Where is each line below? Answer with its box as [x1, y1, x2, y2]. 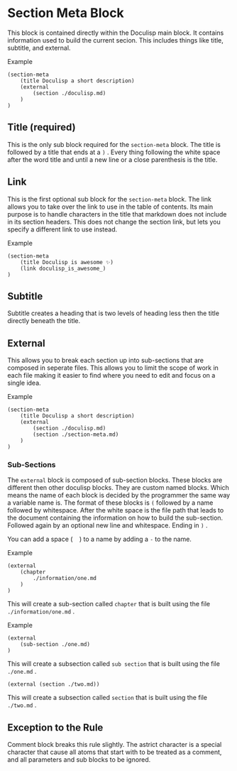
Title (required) [7, 121, 76, 133]
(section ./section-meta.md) [33, 431, 119, 438]
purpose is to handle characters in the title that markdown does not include [7, 209, 227, 218]
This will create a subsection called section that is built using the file [7, 694, 208, 702]
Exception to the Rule [7, 721, 104, 733]
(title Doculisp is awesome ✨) [20, 258, 114, 266]
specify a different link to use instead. [7, 225, 118, 234]
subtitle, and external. [7, 43, 71, 52]
